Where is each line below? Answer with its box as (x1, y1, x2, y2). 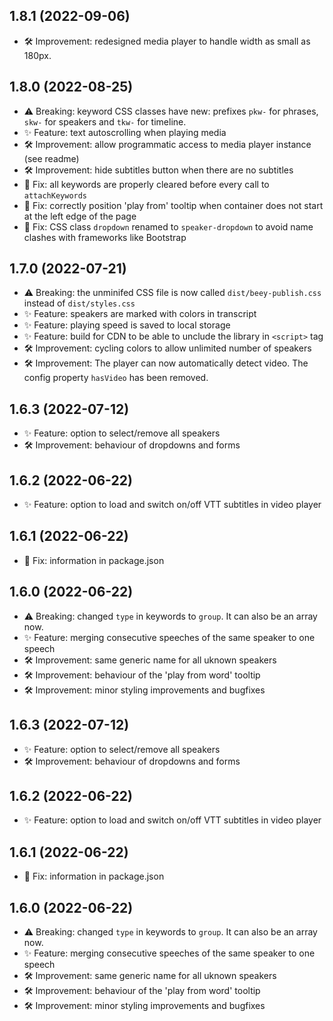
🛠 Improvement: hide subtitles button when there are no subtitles (23, 164, 294, 176)
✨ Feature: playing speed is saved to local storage (23, 319, 231, 331)
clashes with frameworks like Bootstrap (23, 231, 187, 243)
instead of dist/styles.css (23, 297, 136, 309)
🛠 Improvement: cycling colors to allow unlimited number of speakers (23, 342, 312, 354)
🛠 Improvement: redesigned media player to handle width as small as (23, 35, 311, 47)
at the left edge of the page (23, 210, 137, 222)
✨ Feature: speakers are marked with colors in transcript (23, 308, 257, 320)
